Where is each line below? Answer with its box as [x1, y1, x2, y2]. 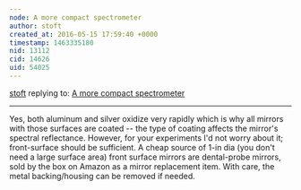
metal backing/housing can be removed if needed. [9, 170, 195, 181]
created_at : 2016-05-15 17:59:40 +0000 [9, 30, 159, 39]
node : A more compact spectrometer [9, 13, 142, 22]
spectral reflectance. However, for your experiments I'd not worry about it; [9, 132, 284, 143]
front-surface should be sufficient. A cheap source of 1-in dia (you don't [9, 142, 275, 152]
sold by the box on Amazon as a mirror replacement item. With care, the [9, 160, 275, 171]
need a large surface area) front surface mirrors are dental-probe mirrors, [9, 151, 282, 162]
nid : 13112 [9, 47, 50, 56]
